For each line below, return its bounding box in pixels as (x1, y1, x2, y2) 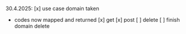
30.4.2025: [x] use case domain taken (5, 5, 99, 12)
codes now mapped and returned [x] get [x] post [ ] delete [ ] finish (14, 16, 180, 23)
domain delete (14, 23, 50, 29)
